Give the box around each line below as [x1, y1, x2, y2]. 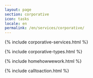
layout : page [4, 7, 32, 12]
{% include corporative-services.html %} [4, 39, 89, 45]
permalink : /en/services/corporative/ [4, 26, 85, 31]
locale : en [4, 21, 27, 26]
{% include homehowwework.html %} [4, 58, 82, 64]
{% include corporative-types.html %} [4, 49, 83, 55]
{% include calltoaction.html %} [4, 68, 70, 74]
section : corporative [4, 12, 49, 17]
